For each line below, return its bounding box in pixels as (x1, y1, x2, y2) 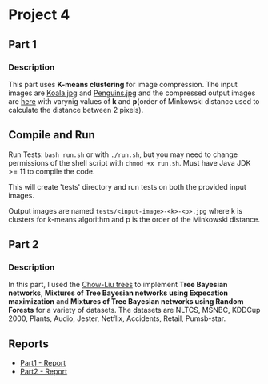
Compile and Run (8, 128, 96, 142)
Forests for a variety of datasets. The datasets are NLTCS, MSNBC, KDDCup (8, 306, 261, 315)
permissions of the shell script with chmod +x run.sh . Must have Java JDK (8, 158, 251, 167)
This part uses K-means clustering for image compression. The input (8, 79, 238, 89)
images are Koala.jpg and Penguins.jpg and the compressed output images (8, 88, 256, 98)
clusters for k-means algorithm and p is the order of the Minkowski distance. (8, 214, 260, 224)
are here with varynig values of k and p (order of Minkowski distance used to (8, 96, 260, 106)
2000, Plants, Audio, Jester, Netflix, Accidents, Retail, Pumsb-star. (8, 314, 226, 323)
